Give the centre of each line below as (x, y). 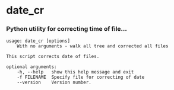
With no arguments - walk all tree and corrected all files (93, 46)
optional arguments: (32, 67)
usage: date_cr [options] (38, 41)
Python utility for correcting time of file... (67, 29)
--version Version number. (54, 83)
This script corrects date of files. (53, 57)
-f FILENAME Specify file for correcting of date (81, 78)
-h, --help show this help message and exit (75, 72)
